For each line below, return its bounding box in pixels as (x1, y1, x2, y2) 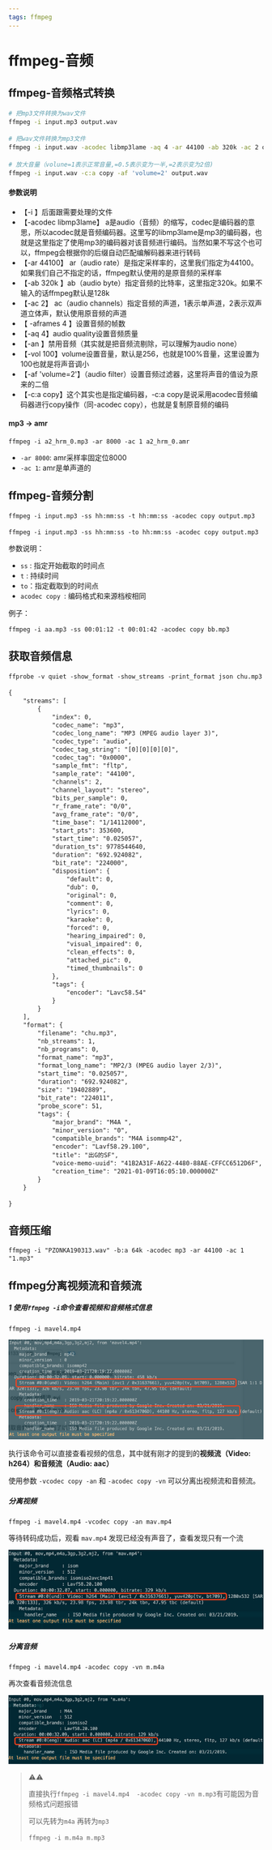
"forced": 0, (66, 924, 111, 932)
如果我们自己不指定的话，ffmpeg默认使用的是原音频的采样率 (19, 267, 223, 277)
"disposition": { (51, 867, 111, 875)
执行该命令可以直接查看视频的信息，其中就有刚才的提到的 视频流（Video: (8, 1449, 251, 1459)
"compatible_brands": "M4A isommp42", (51, 1134, 183, 1143)
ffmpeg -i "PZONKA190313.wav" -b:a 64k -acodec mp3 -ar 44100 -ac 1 (8, 1246, 244, 1255)
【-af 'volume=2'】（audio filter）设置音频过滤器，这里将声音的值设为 (19, 369, 251, 378)
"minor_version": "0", (51, 1126, 129, 1134)
